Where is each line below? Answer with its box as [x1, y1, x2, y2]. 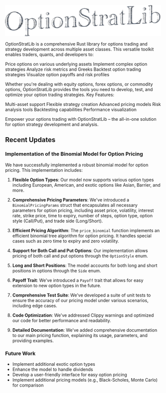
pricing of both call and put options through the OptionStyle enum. [12, 252, 148, 259]
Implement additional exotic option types [12, 361, 95, 367]
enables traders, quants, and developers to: [5, 51, 94, 57]
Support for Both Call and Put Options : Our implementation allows [12, 247, 148, 253]
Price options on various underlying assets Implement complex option [5, 61, 147, 67]
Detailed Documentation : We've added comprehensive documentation [12, 327, 157, 333]
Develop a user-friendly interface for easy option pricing [12, 371, 127, 378]
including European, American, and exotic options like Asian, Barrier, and [12, 182, 161, 188]
